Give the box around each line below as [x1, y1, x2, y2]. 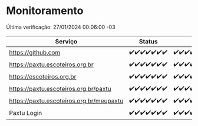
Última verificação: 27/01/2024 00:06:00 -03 [6, 23, 116, 30]
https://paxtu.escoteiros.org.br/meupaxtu [9, 97, 124, 105]
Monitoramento [6, 4, 84, 18]
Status [138, 37, 158, 45]
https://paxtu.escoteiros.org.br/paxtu [9, 85, 112, 93]
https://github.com [9, 49, 61, 57]
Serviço [55, 37, 78, 45]
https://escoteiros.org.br [9, 73, 77, 81]
